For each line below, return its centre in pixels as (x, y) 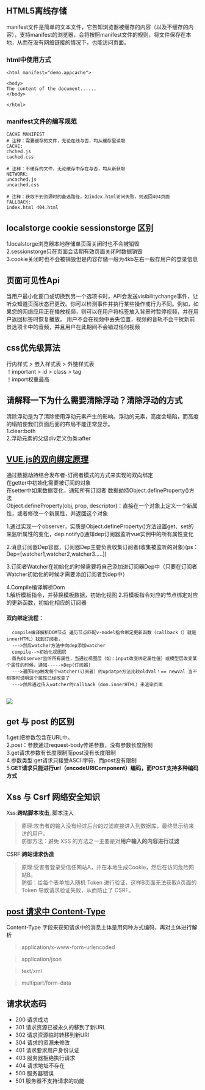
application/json (41, 959)
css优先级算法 (33, 348)
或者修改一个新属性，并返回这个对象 (62, 513)
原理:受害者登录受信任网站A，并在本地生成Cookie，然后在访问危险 (105, 867)
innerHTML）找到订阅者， (34, 639)
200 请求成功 (32, 1020)
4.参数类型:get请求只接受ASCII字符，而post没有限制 (72, 760)
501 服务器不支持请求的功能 (50, 1081)
